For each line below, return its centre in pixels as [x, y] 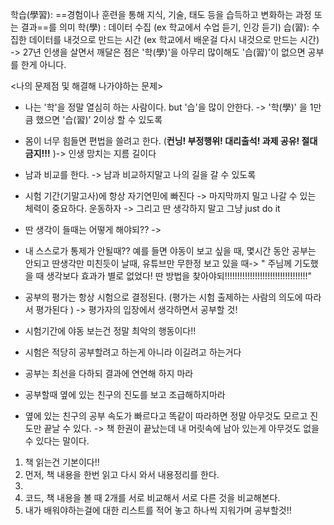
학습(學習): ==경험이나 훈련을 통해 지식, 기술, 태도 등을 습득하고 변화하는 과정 [161, 14]
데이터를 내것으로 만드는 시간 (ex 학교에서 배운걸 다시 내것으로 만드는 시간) [174, 39]
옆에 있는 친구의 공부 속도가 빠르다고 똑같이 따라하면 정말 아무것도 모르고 [166, 416]
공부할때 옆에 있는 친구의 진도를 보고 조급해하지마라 [125, 394]
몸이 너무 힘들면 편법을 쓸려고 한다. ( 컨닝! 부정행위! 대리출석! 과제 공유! [162, 141]
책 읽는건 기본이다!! [62, 462]
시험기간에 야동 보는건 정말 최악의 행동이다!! [110, 331]
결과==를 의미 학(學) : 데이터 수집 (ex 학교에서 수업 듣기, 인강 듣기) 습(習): [165, 27]
